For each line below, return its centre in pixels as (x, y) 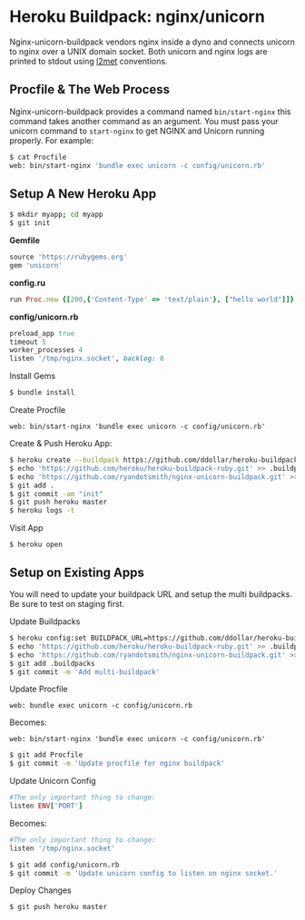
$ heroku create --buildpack (64, 460)
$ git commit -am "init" (56, 494)
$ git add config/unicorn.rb (64, 865)
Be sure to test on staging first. (67, 604)
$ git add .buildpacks (52, 663)
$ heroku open (36, 545)
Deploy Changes (40, 890)
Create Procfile (38, 410)
